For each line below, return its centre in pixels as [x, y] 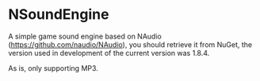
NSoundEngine [59, 15]
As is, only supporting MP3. [54, 68]
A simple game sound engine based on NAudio [85, 36]
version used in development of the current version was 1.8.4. [109, 53]
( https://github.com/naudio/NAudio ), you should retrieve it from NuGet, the [130, 44]
